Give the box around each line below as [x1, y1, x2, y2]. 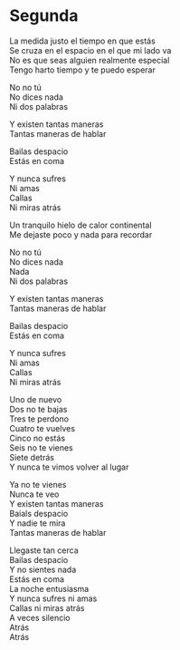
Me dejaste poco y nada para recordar [9, 228, 153, 240]
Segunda [9, 5, 79, 26]
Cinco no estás [9, 432, 66, 443]
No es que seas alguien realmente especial [9, 54, 170, 65]
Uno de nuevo [9, 393, 62, 404]
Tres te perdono [9, 413, 70, 424]
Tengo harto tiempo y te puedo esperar [9, 64, 156, 75]
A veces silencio [9, 612, 71, 623]
